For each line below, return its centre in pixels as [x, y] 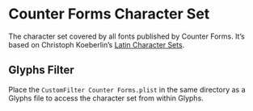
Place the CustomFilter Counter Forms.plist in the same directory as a [127, 89]
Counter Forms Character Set [109, 14]
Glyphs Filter [41, 70]
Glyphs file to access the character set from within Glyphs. [106, 98]
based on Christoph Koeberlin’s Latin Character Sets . [97, 44]
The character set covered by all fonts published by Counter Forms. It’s [126, 36]
